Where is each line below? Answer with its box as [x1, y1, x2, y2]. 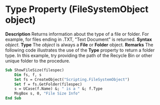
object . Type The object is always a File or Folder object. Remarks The [5, 41, 153, 47]
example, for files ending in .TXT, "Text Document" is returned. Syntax [5, 36, 152, 42]
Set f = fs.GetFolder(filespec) [14, 82, 82, 87]
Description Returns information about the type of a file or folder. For [5, 31, 149, 37]
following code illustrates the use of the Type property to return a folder [5, 47, 155, 53]
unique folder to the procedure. [5, 58, 71, 64]
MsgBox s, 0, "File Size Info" [14, 91, 80, 96]
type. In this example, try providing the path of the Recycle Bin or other [5, 52, 152, 59]
